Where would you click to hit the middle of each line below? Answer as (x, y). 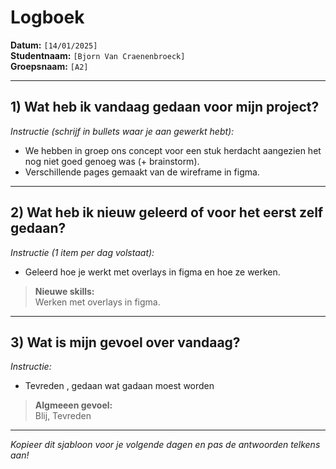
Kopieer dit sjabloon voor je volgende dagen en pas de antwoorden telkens (165, 445)
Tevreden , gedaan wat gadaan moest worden (119, 386)
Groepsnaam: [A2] (49, 66)
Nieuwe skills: (64, 291)
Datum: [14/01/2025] (54, 45)
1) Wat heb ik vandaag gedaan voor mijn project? (165, 107)
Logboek (47, 17)
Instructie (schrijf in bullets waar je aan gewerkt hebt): (122, 131)
